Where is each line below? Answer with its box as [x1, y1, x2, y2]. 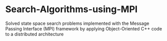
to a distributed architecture [5, 31, 64, 37]
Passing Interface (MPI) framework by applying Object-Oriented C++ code [5, 25, 162, 31]
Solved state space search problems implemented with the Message [5, 20, 150, 26]
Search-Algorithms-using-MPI [5, 4, 138, 15]
